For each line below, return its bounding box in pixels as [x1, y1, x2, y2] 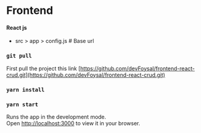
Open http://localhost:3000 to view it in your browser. [6, 119, 141, 127]
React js [6, 24, 27, 31]
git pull [6, 53, 32, 59]
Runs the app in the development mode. [6, 113, 106, 120]
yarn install [6, 86, 45, 93]
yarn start [6, 101, 38, 108]
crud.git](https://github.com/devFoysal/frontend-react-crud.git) [6, 71, 166, 79]
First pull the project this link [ [6, 65, 81, 72]
